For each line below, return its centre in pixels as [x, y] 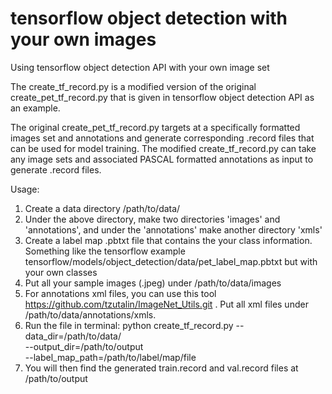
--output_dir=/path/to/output [84, 346]
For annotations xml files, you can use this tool [120, 293]
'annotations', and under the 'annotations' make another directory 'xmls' [173, 229]
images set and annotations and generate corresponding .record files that [162, 138]
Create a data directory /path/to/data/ [102, 208]
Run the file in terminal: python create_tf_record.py [129, 325]
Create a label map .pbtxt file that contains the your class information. [168, 240]
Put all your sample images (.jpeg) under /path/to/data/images [153, 283]
